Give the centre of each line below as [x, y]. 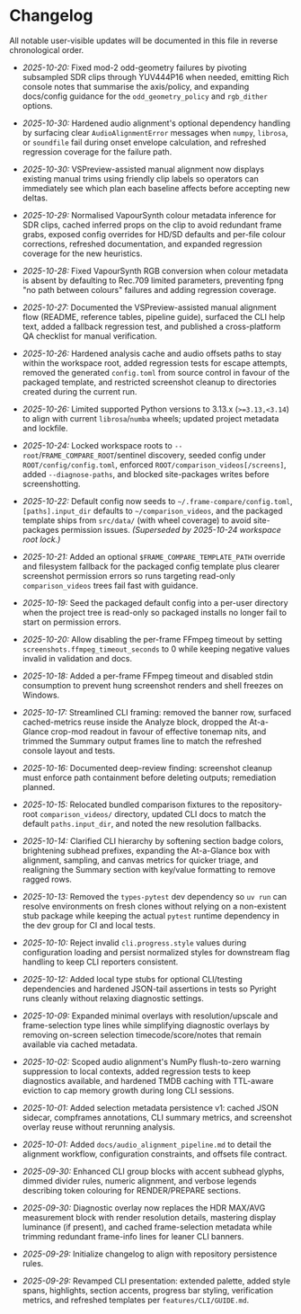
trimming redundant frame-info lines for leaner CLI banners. [133, 1236]
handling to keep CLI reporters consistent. [100, 962]
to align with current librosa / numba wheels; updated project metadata [150, 418]
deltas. [35, 198]
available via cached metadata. [80, 1044]
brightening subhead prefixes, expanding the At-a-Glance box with [146, 850]
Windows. [41, 695]
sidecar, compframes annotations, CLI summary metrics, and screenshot [157, 1117]
